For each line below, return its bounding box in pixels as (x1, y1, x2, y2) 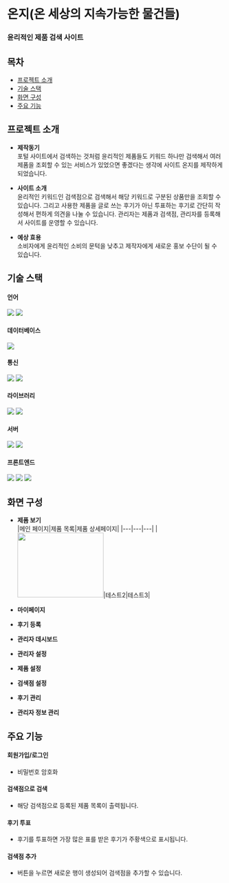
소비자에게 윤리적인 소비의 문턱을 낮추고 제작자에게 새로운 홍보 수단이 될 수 (17, 241, 218, 250)
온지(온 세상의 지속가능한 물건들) (7, 6, 180, 22)
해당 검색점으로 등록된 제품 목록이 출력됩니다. (17, 801, 139, 809)
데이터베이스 (7, 326, 41, 335)
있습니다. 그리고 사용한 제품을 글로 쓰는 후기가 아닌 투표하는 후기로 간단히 (17, 201, 214, 209)
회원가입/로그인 (7, 751, 49, 760)
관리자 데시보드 (17, 635, 58, 644)
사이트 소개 (17, 183, 47, 192)
